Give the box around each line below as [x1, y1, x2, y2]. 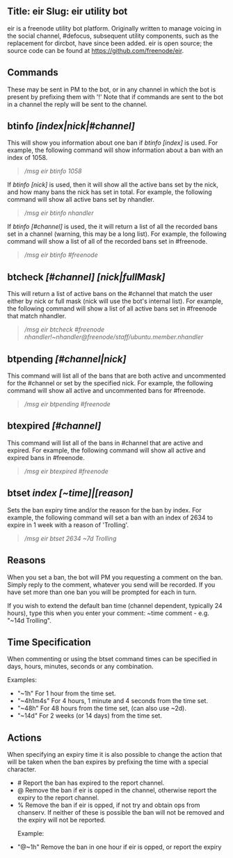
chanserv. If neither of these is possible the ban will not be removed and [17, 808, 225, 817]
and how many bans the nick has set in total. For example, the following [7, 188, 212, 196]
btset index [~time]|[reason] [7, 487, 134, 499]
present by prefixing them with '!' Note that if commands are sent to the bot [7, 92, 224, 101]
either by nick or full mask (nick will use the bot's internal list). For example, [7, 297, 223, 306]
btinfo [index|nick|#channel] [7, 120, 136, 132]
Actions [7, 732, 42, 744]
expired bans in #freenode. [7, 453, 85, 461]
